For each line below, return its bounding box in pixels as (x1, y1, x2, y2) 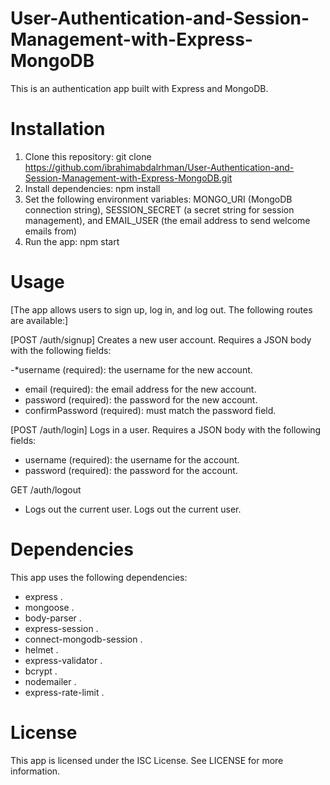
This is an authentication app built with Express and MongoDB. (10, 82, 269, 94)
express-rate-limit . (24, 686, 105, 698)
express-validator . (24, 654, 103, 666)
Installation (10, 118, 106, 141)
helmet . (24, 643, 59, 656)
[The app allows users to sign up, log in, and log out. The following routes (10, 303, 313, 316)
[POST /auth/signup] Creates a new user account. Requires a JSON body (10, 333, 312, 346)
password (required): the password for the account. (24, 464, 238, 476)
